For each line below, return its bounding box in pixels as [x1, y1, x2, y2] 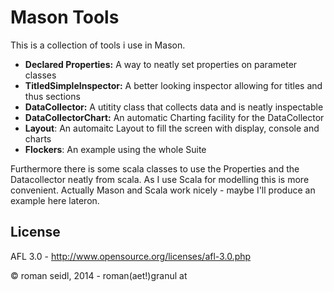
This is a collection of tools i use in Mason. [10, 39, 186, 51]
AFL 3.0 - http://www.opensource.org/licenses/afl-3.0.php [10, 250, 252, 262]
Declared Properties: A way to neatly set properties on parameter [24, 58, 298, 70]
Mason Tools [10, 6, 120, 29]
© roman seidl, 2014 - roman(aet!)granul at [10, 269, 188, 281]
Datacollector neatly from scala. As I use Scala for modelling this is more [10, 173, 310, 185]
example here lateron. [10, 194, 100, 206]
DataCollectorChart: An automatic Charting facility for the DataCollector [24, 111, 325, 123]
